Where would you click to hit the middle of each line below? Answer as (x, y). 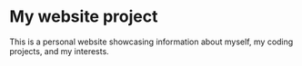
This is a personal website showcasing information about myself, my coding (151, 42)
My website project (84, 17)
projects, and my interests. (59, 51)
